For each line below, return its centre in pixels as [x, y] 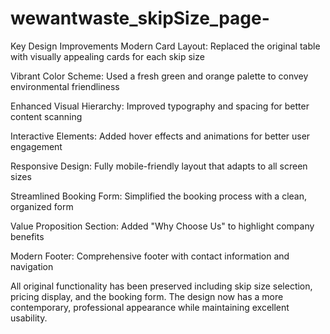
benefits [27, 236]
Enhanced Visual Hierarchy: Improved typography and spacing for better [160, 106]
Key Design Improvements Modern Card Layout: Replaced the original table [165, 46]
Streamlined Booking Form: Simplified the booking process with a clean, [158, 196]
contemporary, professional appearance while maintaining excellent [150, 307]
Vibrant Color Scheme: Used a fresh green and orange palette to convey [159, 76]
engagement [36, 146]
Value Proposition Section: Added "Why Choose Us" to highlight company [162, 226]
